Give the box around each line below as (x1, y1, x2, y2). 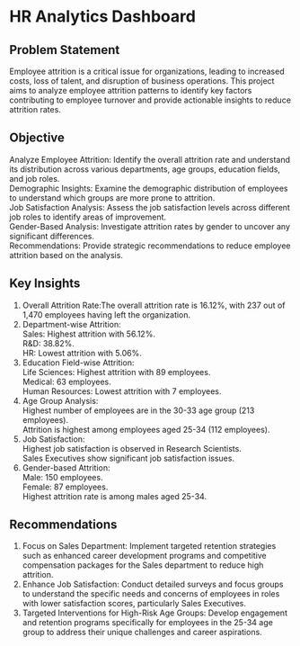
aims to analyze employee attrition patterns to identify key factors (9, 85, 252, 95)
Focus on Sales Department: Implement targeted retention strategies (22, 541, 277, 552)
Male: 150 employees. (22, 471, 103, 482)
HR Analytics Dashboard (9, 6, 196, 27)
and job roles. (9, 173, 60, 184)
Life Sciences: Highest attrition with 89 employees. (22, 366, 211, 377)
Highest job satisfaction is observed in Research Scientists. (22, 443, 243, 453)
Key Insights (9, 276, 81, 292)
